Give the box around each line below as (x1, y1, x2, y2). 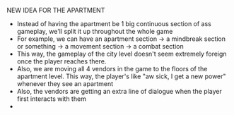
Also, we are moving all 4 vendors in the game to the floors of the (16, 65, 208, 73)
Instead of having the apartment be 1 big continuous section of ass (16, 20, 211, 28)
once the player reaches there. (16, 57, 107, 66)
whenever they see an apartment (16, 80, 114, 87)
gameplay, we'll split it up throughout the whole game (16, 28, 173, 35)
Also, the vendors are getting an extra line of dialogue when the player (16, 87, 222, 95)
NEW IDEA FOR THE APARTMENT (6, 6, 105, 14)
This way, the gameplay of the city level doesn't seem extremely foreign (16, 49, 227, 58)
